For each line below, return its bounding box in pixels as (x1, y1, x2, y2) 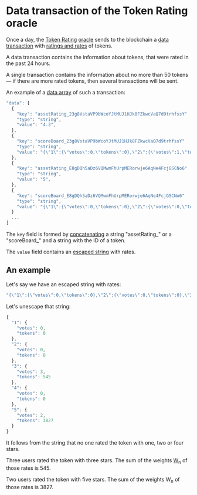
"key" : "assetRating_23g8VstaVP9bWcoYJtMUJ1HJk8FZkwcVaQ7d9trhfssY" (16, 111, 188, 117)
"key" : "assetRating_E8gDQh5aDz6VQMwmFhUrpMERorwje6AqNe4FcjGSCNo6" (16, 165, 188, 171)
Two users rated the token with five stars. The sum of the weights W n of (6, 476, 180, 484)
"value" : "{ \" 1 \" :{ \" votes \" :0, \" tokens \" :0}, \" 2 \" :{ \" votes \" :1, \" (16, 149, 188, 155)
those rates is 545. (6, 465, 51, 472)
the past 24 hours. (6, 60, 51, 67)
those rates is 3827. (6, 483, 54, 490)
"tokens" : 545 (16, 374, 51, 380)
